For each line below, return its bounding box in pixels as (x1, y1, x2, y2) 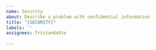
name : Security (6, 8, 43, 15)
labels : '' (6, 24, 33, 31)
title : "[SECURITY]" (6, 19, 57, 25)
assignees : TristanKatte (6, 30, 67, 36)
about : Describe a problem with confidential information (6, 14, 150, 20)
